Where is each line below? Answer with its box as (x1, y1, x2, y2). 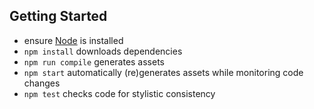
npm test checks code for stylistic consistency (23, 87, 216, 99)
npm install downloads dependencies (23, 45, 183, 57)
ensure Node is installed (23, 34, 124, 46)
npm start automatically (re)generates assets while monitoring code (23, 66, 304, 78)
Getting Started (9, 8, 108, 25)
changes (23, 77, 61, 89)
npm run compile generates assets (23, 55, 166, 68)
